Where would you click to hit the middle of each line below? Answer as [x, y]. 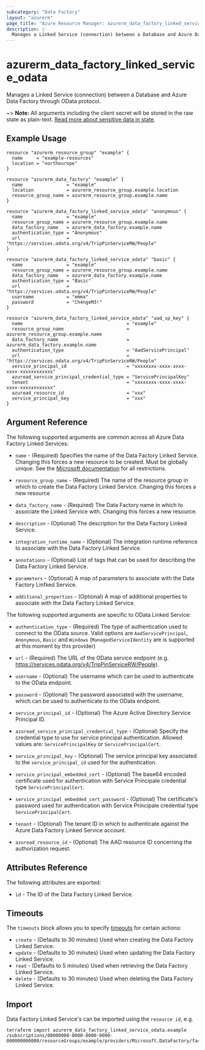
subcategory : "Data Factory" [43, 12]
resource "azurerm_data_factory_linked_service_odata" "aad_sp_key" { [98, 318]
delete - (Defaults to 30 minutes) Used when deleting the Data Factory [104, 979]
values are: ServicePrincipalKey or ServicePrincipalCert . [88, 744]
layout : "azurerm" [30, 18]
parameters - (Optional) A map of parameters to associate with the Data [105, 578]
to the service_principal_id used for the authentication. [86, 762]
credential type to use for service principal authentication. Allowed [99, 737]
